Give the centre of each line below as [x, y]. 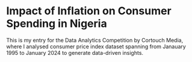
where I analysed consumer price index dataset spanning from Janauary [96, 46]
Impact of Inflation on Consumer [89, 11]
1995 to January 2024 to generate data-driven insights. [75, 52]
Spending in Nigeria [57, 24]
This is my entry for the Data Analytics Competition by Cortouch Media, [95, 40]
